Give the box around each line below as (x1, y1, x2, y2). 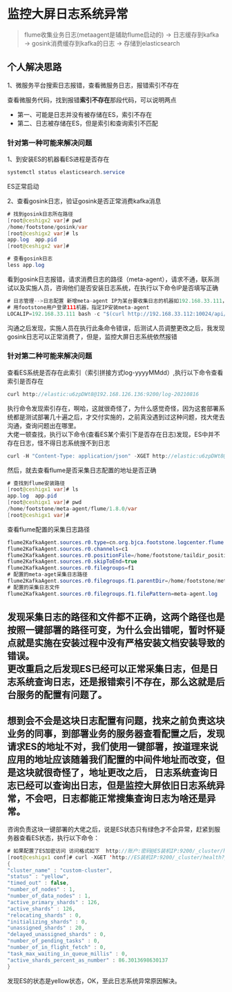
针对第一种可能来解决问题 (7, 138, 93, 147)
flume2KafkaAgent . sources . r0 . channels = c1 (7, 545, 128, 552)
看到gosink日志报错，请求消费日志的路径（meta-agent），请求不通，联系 (7, 274, 214, 283)
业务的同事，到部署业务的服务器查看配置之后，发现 (7, 727, 225, 740)
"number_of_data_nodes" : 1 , (7, 892, 91, 899)
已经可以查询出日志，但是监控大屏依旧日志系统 (16, 779, 216, 792)
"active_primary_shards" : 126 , (7, 899, 100, 906)
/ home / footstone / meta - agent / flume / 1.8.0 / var (7, 505, 137, 512)
